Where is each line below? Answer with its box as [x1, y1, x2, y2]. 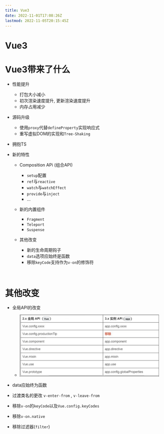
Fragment [26, 217, 45, 222]
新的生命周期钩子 [26, 247, 61, 253]
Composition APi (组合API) [19, 162, 73, 168]
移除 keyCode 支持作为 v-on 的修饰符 [26, 259, 94, 265]
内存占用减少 [19, 103, 45, 110]
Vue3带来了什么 [5, 64, 71, 75]
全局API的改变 [12, 305, 41, 311]
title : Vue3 [5, 8, 29, 13]
